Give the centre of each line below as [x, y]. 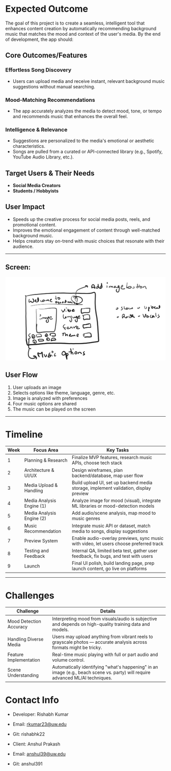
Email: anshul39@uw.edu [39, 754]
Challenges [30, 596]
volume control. [68, 660]
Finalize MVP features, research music [112, 458]
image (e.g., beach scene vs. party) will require [101, 672]
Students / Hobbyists [35, 191]
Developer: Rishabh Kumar [40, 714]
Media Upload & [41, 485]
